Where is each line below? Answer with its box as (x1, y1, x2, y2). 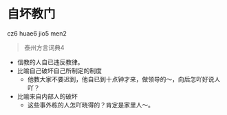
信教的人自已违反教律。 (17, 57, 84, 66)
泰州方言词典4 (23, 43, 65, 51)
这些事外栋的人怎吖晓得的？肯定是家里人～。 (27, 101, 155, 109)
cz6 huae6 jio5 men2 (7, 29, 67, 38)
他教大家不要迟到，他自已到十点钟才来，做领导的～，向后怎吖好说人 (27, 75, 221, 83)
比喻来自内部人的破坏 (17, 92, 78, 100)
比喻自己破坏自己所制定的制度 (17, 66, 102, 75)
